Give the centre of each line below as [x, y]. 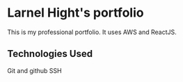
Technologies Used [50, 54]
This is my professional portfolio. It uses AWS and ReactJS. [92, 32]
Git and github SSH [34, 70]
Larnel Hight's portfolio [75, 13]
